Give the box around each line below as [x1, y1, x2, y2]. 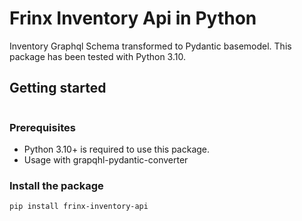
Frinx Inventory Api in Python [9, 7, 257, 30]
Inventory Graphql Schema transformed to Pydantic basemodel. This [9, 40, 292, 52]
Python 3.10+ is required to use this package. [23, 143, 211, 156]
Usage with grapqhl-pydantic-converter [23, 154, 189, 166]
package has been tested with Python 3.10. [9, 50, 186, 62]
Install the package [9, 178, 104, 192]
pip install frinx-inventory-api [9, 202, 149, 212]
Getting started [9, 80, 107, 97]
